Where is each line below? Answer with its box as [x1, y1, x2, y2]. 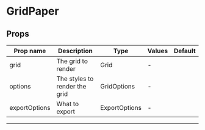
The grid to [56, 57, 88, 65]
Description [57, 47, 93, 55]
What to [56, 99, 79, 108]
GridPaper [6, 4, 59, 18]
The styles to [56, 74, 94, 83]
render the [56, 82, 87, 90]
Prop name [13, 47, 46, 55]
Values [147, 47, 168, 55]
